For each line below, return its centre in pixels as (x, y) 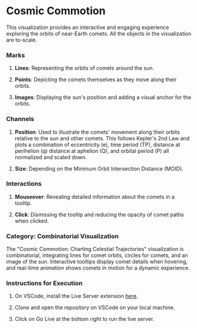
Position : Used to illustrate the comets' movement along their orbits (97, 132)
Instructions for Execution (44, 284)
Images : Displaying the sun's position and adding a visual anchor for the (103, 97)
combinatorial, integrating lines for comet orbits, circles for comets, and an (97, 255)
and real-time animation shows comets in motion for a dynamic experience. (98, 268)
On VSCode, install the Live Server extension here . (76, 296)
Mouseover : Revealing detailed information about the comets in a (95, 197)
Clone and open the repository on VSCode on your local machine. (95, 308)
